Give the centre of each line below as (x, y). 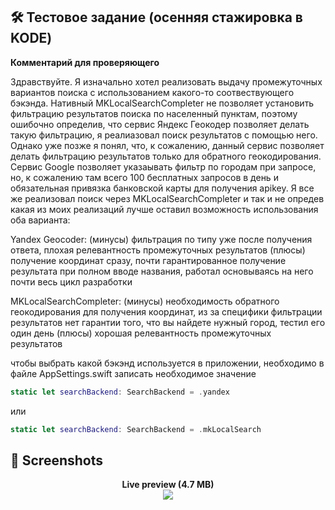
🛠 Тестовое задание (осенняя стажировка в (156, 17)
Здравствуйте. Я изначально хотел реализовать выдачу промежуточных (166, 81)
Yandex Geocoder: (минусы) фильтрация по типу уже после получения (161, 239)
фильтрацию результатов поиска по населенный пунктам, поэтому (154, 113)
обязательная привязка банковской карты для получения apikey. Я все (162, 188)
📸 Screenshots (57, 460)
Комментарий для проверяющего (85, 62)
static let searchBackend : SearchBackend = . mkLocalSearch (136, 429)
